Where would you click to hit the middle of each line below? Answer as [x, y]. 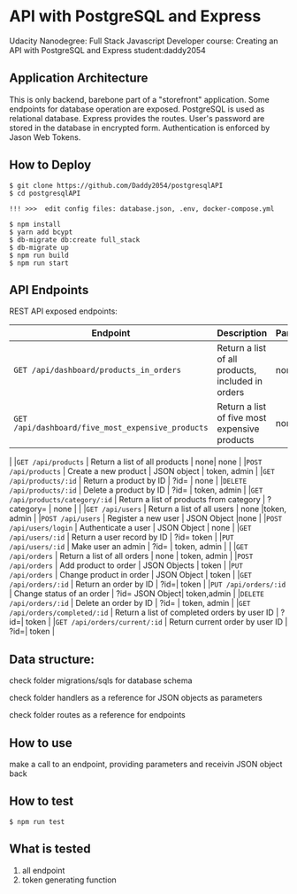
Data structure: [52, 659]
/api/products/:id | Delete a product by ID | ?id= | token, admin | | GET [136, 490]
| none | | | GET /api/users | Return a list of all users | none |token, [168, 509]
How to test [41, 801]
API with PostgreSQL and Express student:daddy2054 [107, 50]
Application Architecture [79, 78]
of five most [241, 418]
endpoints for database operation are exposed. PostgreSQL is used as [137, 109]
